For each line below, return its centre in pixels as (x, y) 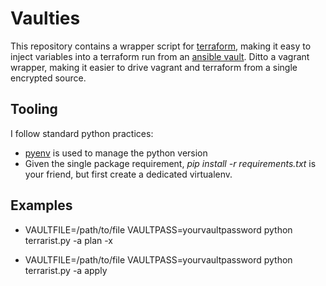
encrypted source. (48, 78)
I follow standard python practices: (82, 133)
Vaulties (45, 18)
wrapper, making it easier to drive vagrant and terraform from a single (154, 67)
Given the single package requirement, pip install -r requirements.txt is (170, 163)
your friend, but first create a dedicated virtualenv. (128, 174)
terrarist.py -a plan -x (68, 240)
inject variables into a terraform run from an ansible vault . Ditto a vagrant (160, 56)
